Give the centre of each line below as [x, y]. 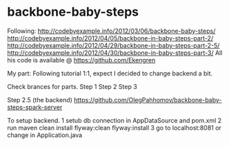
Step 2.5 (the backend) [40, 99]
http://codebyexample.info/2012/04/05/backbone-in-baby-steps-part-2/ [110, 38]
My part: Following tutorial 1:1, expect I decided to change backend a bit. [110, 73]
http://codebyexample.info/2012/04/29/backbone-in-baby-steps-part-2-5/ [113, 45]
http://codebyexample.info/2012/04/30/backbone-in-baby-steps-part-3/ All [115, 53]
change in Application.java [45, 135]
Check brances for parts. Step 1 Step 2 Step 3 [72, 86]
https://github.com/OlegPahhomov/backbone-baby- [148, 99]
